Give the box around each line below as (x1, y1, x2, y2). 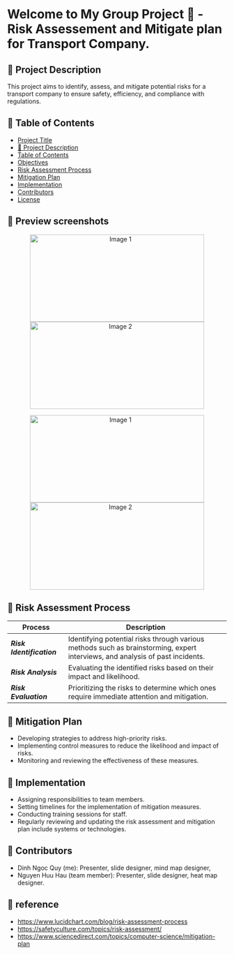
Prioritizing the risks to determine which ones (68, 683, 217, 693)
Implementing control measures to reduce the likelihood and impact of (17, 741, 219, 750)
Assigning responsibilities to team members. (17, 795, 145, 804)
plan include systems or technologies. (17, 825, 127, 834)
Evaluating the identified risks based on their (68, 663, 214, 673)
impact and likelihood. (68, 672, 141, 681)
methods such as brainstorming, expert (68, 643, 197, 653)
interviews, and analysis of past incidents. (68, 652, 205, 662)
